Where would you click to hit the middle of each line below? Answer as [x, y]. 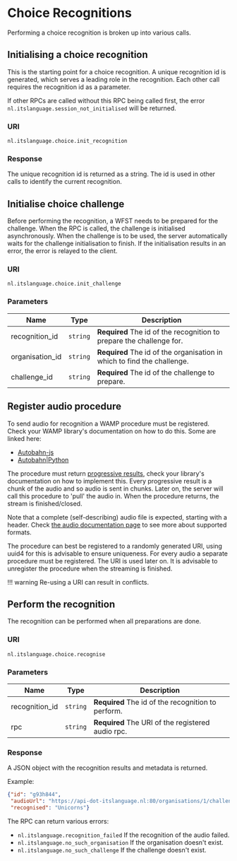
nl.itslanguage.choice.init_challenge [64, 284]
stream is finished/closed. [45, 503]
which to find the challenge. [143, 361]
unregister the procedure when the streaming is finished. [90, 568]
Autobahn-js [36, 452]
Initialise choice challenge [66, 204]
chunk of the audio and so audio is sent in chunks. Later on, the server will [115, 488]
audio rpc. [110, 731]
